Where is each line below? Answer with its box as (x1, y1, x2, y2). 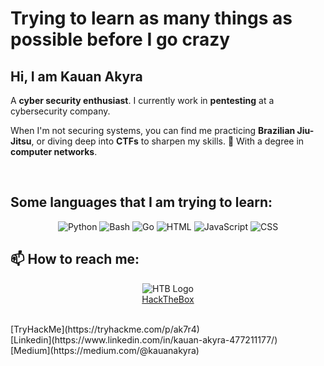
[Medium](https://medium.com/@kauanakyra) (10, 344, 200, 356)
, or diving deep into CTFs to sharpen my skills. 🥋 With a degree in (31, 135, 305, 147)
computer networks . (10, 146, 98, 157)
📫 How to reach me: (10, 251, 140, 268)
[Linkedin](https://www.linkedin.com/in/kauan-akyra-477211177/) (10, 333, 278, 346)
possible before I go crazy (10, 28, 231, 51)
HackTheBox (141, 293, 195, 305)
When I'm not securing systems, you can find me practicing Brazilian (10, 125, 296, 136)
